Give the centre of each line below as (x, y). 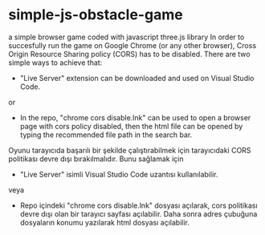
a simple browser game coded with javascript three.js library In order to (126, 37)
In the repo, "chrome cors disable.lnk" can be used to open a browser (135, 117)
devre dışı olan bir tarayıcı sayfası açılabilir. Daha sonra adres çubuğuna (139, 213)
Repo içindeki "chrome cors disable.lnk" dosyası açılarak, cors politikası (139, 205)
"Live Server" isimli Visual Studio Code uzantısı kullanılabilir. (119, 174)
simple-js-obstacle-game (96, 15)
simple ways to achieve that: (55, 63)
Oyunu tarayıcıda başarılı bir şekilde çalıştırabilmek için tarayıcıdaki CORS (130, 150)
